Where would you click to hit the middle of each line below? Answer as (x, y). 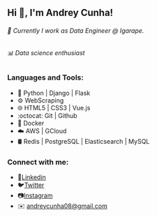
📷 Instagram (35, 195)
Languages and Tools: (45, 77)
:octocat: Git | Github (47, 115)
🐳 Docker (31, 123)
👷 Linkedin (32, 177)
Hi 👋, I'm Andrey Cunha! (60, 13)
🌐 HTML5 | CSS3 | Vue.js (54, 107)
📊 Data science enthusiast (46, 52)
